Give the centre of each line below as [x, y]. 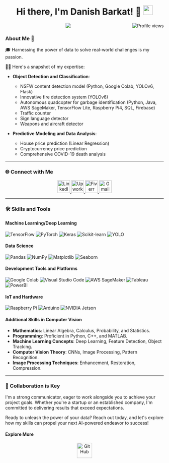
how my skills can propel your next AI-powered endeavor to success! [77, 423]
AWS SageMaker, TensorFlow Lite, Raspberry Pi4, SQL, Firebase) [88, 108]
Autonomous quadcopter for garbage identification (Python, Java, [88, 102]
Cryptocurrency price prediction [53, 149]
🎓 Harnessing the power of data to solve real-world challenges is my [77, 50]
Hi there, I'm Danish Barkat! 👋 [79, 12]
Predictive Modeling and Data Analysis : [55, 134]
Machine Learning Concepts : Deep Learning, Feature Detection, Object [87, 341]
